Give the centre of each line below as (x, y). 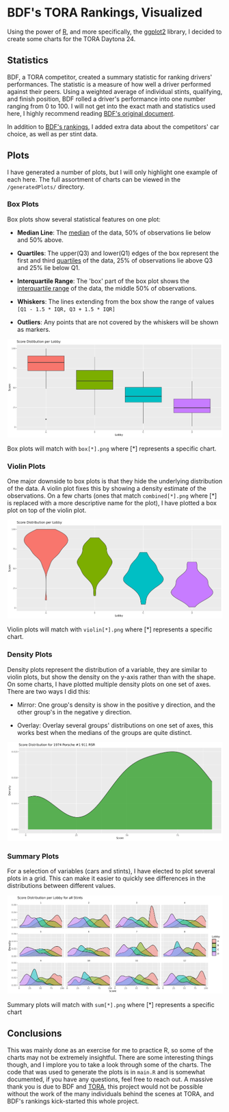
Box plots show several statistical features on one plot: (84, 219)
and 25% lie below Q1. (48, 267)
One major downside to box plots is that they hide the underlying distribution (115, 481)
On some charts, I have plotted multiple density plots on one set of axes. (109, 684)
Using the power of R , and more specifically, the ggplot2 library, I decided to (114, 32)
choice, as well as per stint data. (52, 134)
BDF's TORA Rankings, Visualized (105, 13)
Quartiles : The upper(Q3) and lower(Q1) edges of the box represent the (118, 253)
